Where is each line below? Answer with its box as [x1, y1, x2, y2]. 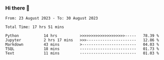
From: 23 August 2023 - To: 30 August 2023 [5, 16, 98, 21]
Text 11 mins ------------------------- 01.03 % [5, 51, 159, 56]
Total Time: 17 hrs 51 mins [5, 24, 65, 29]
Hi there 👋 [5, 4, 30, 11]
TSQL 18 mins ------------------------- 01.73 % [5, 46, 159, 51]
